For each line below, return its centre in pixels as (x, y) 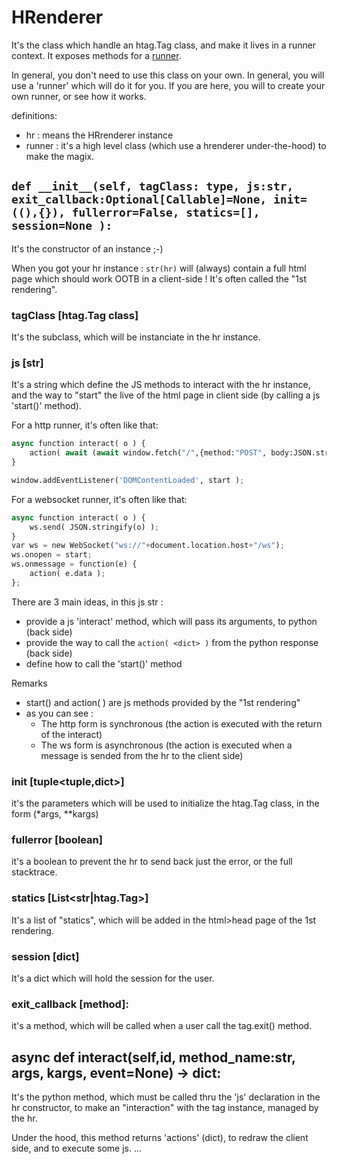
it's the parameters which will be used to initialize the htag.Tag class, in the (165, 803)
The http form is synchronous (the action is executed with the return (181, 723)
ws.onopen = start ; (52, 555)
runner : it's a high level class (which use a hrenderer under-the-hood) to (176, 145)
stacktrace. (34, 872)
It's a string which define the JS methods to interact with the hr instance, (161, 385)
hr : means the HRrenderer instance (99, 135)
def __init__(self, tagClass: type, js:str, (152, 186)
